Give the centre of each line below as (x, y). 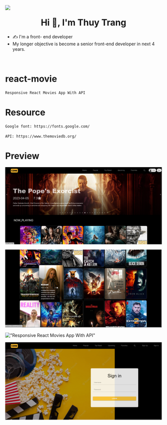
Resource (25, 113)
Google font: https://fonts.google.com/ (48, 126)
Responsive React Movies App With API (45, 93)
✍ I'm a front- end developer (42, 36)
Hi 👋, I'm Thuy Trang (83, 23)
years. (19, 49)
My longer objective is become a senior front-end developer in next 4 (83, 44)
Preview (22, 156)
